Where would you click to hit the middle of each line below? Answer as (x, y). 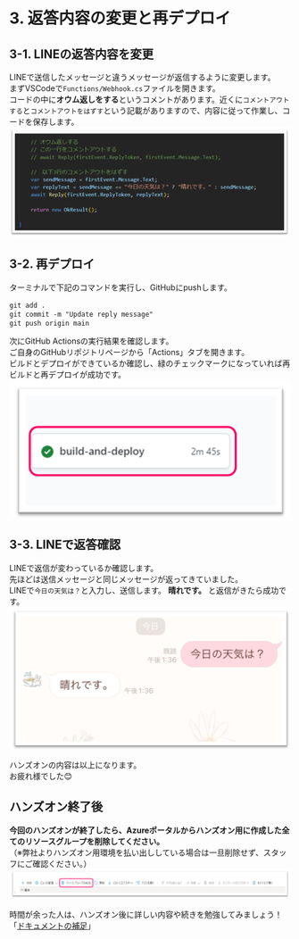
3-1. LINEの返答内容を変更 (82, 54)
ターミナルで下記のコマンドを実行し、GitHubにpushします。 (120, 287)
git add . (28, 305)
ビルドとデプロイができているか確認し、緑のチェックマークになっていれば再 (150, 363)
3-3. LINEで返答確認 (65, 545)
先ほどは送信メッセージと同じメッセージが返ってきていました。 (126, 579)
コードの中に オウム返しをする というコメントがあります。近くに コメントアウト (149, 100)
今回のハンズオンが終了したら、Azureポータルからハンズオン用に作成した (146, 830)
